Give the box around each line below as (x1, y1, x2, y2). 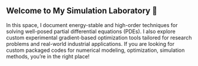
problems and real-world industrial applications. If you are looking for (6, 40, 175, 47)
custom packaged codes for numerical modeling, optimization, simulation (6, 47, 185, 54)
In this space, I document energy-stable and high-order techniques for (6, 21, 178, 28)
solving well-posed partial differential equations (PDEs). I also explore (6, 28, 176, 35)
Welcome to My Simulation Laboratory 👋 (6, 6, 158, 16)
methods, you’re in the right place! (6, 52, 90, 60)
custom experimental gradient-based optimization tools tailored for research (6, 34, 192, 41)
